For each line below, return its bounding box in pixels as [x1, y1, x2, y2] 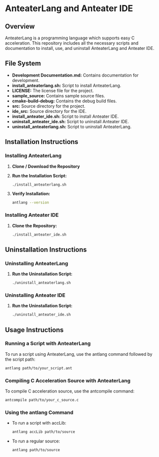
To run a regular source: [12, 438, 60, 444]
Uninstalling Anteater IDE [5, 292, 66, 299]
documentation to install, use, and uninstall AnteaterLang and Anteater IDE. [5, 46, 155, 51]
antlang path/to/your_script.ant [5, 365, 72, 371]
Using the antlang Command [5, 409, 73, 416]
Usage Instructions [5, 326, 64, 334]
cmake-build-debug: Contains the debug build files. [12, 98, 117, 104]
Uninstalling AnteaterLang [5, 260, 69, 267]
